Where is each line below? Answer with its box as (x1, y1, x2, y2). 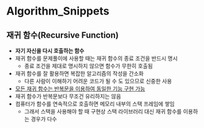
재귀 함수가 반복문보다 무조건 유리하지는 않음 (15, 93, 122, 99)
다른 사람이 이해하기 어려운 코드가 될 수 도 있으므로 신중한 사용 (24, 78, 172, 84)
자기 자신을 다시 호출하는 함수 (15, 47, 85, 54)
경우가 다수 (30, 115, 57, 123)
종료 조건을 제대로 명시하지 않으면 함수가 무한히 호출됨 (24, 62, 153, 69)
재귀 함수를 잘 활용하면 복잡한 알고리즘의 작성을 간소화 (15, 70, 144, 77)
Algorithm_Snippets (6, 4, 110, 18)
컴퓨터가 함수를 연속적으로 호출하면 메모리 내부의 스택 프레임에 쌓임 (15, 100, 175, 107)
